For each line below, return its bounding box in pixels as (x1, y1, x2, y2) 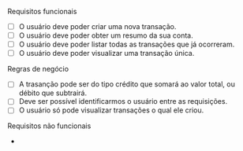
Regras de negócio (7, 64, 69, 74)
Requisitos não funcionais (7, 121, 92, 131)
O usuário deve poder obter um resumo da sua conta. (18, 31, 194, 40)
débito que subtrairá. (18, 88, 88, 98)
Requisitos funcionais (7, 7, 77, 16)
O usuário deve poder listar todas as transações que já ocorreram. (18, 39, 235, 50)
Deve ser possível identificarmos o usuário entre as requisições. (18, 97, 228, 106)
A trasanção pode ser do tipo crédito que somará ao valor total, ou (18, 79, 236, 89)
